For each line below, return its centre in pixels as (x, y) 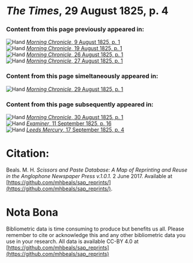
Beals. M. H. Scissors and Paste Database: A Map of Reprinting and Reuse (97, 170)
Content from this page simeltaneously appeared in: (82, 76)
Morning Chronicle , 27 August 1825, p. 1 (75, 61)
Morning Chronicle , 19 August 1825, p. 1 (74, 48)
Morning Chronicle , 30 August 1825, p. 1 (75, 117)
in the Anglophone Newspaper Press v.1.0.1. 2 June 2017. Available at (89, 176)
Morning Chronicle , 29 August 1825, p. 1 (75, 89)
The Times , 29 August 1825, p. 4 (87, 11)
